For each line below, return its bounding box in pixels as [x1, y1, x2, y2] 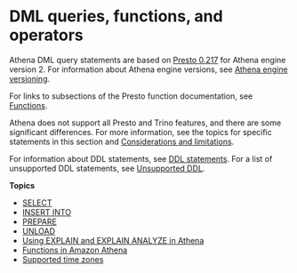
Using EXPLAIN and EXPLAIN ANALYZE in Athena [21, 235, 205, 245]
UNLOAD [21, 225, 56, 237]
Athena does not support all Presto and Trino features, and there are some [9, 117, 282, 128]
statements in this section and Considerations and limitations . [9, 136, 235, 147]
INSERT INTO [21, 206, 72, 217]
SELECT [21, 197, 52, 208]
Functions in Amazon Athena [21, 245, 128, 255]
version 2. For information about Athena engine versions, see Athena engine [9, 64, 288, 75]
